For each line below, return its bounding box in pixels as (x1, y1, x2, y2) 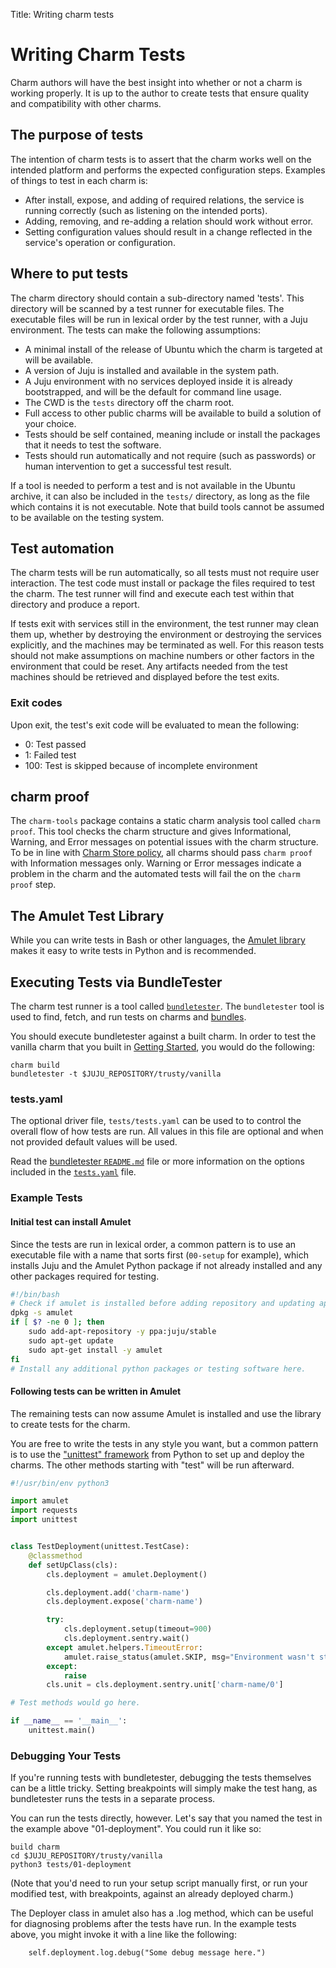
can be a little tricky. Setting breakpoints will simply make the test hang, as (10, 1782, 318, 1794)
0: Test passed (24, 738, 87, 750)
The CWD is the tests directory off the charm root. (24, 396, 235, 408)
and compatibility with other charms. (10, 97, 162, 109)
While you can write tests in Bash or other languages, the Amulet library (10, 934, 306, 946)
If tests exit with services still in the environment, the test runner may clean (10, 618, 320, 630)
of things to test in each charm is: (10, 174, 148, 186)
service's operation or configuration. (24, 236, 176, 248)
